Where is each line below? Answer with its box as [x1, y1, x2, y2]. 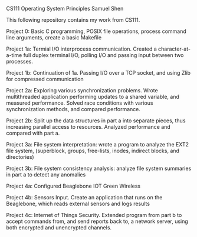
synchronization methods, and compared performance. [6, 106, 140, 112]
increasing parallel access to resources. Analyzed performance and [6, 123, 171, 130]
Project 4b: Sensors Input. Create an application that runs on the [6, 194, 163, 201]
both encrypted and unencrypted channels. [6, 224, 112, 231]
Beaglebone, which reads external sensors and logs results [6, 200, 150, 207]
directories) [6, 153, 34, 161]
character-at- [158, 45, 191, 52]
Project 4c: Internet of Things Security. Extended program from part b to [6, 212, 182, 218]
